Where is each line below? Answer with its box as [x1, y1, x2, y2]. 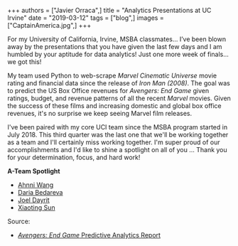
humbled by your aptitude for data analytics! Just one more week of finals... [7, 50, 229, 58]
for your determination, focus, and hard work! [7, 153, 141, 161]
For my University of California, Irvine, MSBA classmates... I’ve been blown [7, 35, 226, 43]
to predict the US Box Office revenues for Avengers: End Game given [7, 87, 210, 95]
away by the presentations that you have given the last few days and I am [7, 43, 222, 50]
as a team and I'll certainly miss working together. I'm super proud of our [7, 138, 220, 146]
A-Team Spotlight [7, 167, 60, 175]
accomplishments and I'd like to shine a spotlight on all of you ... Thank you [7, 146, 227, 154]
